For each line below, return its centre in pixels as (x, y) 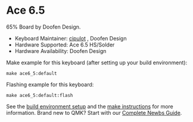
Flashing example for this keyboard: (50, 85)
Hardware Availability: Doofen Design (60, 51)
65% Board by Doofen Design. (43, 27)
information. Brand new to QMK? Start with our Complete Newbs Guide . (94, 112)
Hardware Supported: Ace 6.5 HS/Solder (65, 45)
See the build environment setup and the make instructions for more (90, 106)
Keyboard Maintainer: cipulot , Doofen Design (71, 38)
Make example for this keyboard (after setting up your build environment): (97, 62)
